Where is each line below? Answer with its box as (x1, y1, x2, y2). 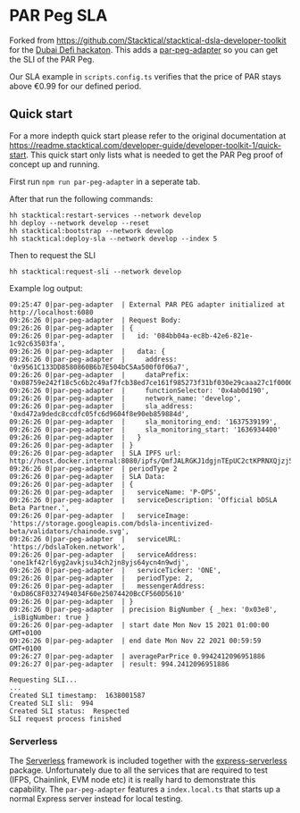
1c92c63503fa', (9, 339, 66, 348)
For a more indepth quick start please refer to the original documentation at (9, 130, 287, 141)
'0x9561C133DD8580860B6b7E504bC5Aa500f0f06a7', (9, 363, 190, 372)
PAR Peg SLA (9, 5, 108, 26)
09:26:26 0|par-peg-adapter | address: (9, 355, 178, 364)
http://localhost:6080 (9, 307, 94, 317)
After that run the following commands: (9, 193, 154, 204)
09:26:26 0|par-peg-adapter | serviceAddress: (9, 550, 198, 559)
